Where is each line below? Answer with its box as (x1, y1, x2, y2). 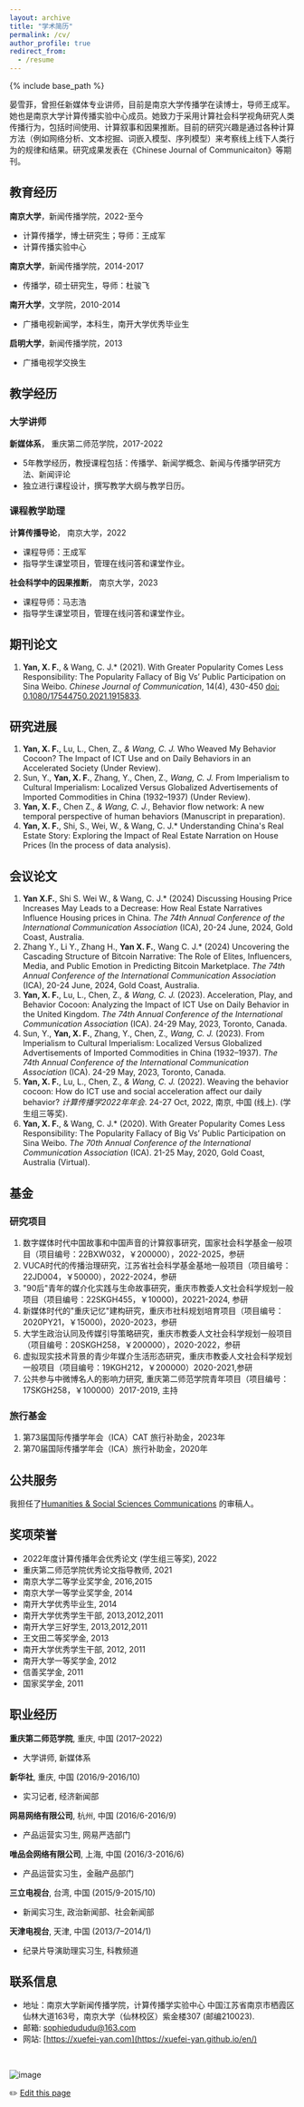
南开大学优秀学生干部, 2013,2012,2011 (22, 1610, 164, 1621)
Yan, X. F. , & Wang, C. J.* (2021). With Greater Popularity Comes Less (22, 661, 284, 672)
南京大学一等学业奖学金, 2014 (22, 1587, 133, 1598)
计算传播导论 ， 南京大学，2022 (9, 527, 127, 538)
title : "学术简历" (9, 22, 74, 31)
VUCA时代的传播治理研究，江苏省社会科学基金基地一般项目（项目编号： (22, 1259, 291, 1270)
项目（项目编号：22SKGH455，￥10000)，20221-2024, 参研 (22, 1294, 249, 1305)
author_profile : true (9, 38, 91, 48)
